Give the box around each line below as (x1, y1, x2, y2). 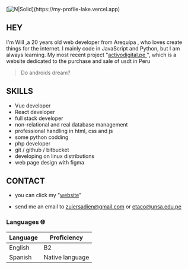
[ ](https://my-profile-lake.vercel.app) (6, 6, 120, 12)
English (9, 243, 30, 252)
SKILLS (6, 86, 34, 96)
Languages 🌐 (6, 218, 46, 226)
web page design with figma (14, 159, 85, 166)
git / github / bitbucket (14, 146, 69, 153)
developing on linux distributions (14, 152, 95, 160)
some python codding (14, 134, 69, 141)
